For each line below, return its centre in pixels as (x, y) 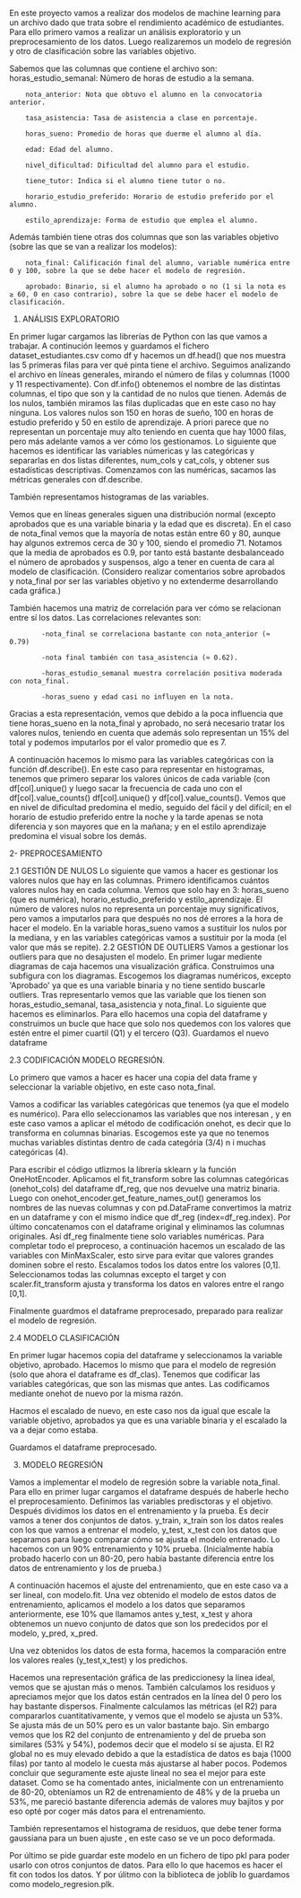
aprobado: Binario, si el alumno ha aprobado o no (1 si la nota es (156, 287)
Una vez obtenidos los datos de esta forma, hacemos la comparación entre (148, 1651)
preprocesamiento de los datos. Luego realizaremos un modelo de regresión (150, 41)
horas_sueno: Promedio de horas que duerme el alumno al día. (144, 134)
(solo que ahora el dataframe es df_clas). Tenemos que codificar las (135, 1374)
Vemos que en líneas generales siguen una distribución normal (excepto (142, 514)
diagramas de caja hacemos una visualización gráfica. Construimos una (142, 966)
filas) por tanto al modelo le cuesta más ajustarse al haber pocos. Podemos (148, 1763)
